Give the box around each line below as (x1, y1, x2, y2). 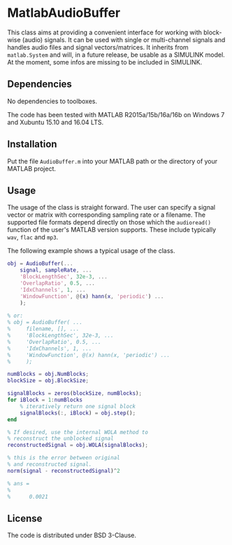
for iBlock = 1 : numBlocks (7, 396, 82, 403)
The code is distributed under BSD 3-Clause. (7, 531, 136, 539)
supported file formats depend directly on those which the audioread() (7, 218, 212, 227)
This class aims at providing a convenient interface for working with (7, 28, 203, 36)
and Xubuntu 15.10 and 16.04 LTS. (7, 118, 103, 126)
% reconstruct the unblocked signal (7, 435, 114, 443)
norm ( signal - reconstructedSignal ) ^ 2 (7, 467, 120, 474)
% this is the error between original (7, 455, 120, 462)
